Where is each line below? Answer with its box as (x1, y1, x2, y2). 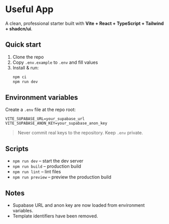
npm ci (12, 74, 27, 80)
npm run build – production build (12, 163, 81, 169)
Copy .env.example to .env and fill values (12, 59, 98, 65)
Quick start (5, 41, 41, 49)
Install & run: (12, 64, 39, 70)
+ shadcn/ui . (5, 25, 33, 31)
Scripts (5, 144, 29, 153)
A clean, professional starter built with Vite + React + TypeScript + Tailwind (5, 20, 164, 26)
